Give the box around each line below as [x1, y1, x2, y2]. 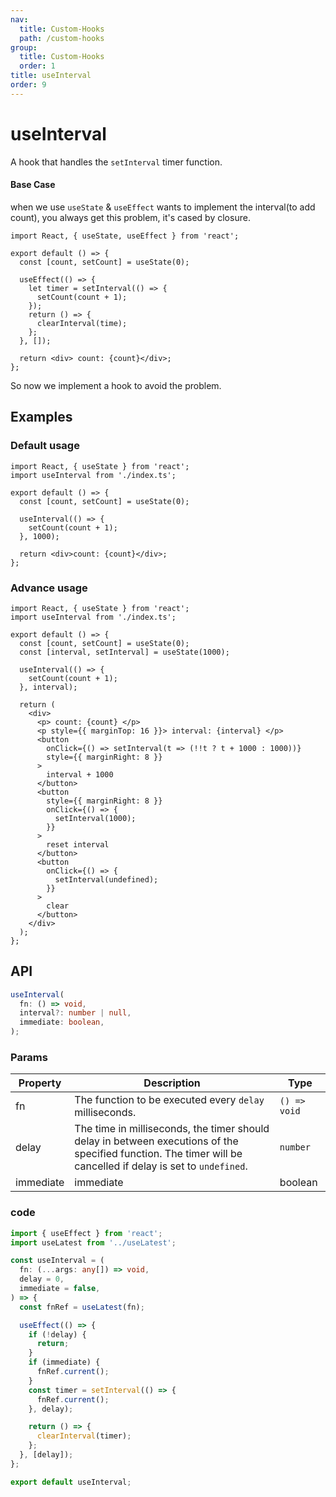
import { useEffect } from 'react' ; [10, 1228, 163, 1238]
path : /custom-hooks [19, 33, 105, 43]
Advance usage [10, 581, 88, 595]
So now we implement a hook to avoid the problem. [10, 379, 222, 391]
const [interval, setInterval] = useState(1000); [19, 647, 230, 657]
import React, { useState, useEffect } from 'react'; [10, 231, 240, 241]
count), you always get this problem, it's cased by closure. [10, 211, 251, 223]
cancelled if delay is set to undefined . [74, 1159, 248, 1173]
